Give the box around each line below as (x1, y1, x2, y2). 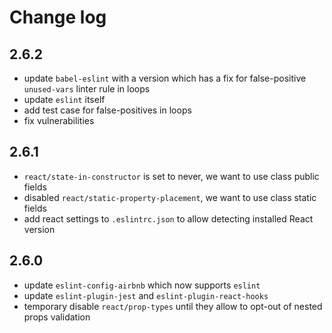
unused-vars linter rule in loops (23, 83, 151, 95)
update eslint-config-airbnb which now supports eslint (23, 279, 261, 291)
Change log (9, 6, 107, 29)
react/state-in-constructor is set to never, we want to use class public (23, 170, 320, 182)
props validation (23, 311, 91, 323)
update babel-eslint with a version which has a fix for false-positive (23, 72, 307, 84)
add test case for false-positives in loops (23, 104, 192, 116)
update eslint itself (23, 94, 106, 105)
